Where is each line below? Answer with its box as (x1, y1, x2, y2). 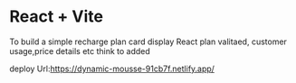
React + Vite (9, 6, 104, 27)
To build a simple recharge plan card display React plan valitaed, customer (9, 36, 288, 47)
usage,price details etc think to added (9, 45, 151, 56)
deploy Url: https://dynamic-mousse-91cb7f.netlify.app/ (9, 63, 215, 74)
